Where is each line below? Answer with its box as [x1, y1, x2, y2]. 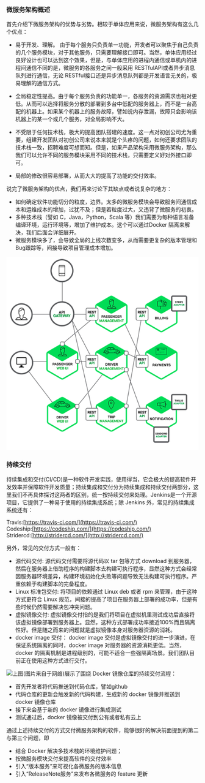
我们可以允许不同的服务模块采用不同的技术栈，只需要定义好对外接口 [15, 151, 187, 159]
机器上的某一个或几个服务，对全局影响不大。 [15, 115, 128, 123]
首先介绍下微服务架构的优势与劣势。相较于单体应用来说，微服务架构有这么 [6, 20, 193, 28]
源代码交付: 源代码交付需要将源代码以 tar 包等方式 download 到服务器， [15, 557, 195, 564]
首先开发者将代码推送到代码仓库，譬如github [15, 683, 128, 690]
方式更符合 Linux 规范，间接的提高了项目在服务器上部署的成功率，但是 [15, 596, 193, 603]
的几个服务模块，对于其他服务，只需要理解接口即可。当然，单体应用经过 [15, 49, 197, 56]
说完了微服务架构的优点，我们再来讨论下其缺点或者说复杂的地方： [6, 185, 172, 192]
